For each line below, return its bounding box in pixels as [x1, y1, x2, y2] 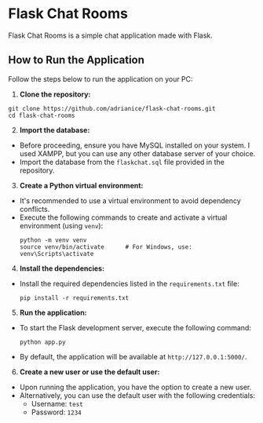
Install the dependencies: [19, 264, 104, 273]
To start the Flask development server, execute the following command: [19, 323, 251, 332]
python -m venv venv [19, 236, 87, 244]
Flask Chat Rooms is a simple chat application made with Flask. [8, 31, 214, 40]
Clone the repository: [19, 89, 91, 99]
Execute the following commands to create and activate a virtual [19, 213, 228, 222]
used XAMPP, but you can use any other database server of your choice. [19, 148, 256, 158]
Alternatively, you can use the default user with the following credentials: [19, 390, 255, 400]
